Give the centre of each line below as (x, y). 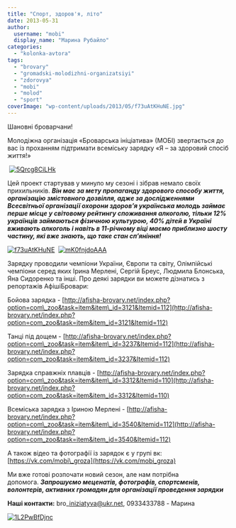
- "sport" (28, 100)
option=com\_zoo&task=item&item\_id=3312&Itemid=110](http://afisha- (111, 380)
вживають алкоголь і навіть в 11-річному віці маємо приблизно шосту (118, 228)
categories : (25, 47)
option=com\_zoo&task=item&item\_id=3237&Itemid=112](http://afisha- (111, 344)
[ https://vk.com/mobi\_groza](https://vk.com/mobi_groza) (92, 460)
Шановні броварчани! (40, 126)
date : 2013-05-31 (33, 21)
